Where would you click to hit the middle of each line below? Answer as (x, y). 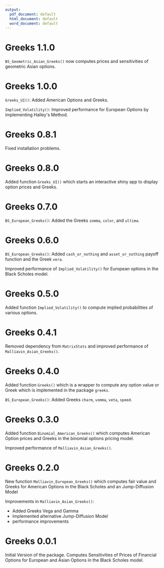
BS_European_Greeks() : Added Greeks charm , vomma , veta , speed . (69, 399)
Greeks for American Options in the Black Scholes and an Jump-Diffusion (79, 486)
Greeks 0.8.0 (32, 168)
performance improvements (40, 521)
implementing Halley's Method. (37, 115)
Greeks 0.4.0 (32, 371)
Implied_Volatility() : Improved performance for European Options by (77, 110)
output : (13, 10)
